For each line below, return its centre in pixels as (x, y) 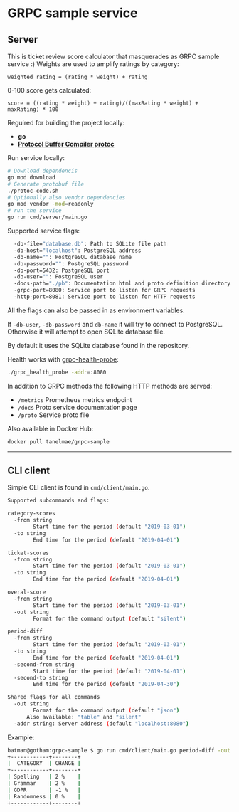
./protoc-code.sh (33, 191)
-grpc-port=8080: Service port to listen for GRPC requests (105, 290)
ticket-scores (28, 553)
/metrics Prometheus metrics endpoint (75, 399)
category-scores (31, 514)
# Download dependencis (43, 171)
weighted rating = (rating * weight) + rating (78, 77)
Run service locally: (36, 158)
